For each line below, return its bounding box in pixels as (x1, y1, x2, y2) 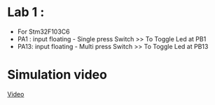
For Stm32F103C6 (17, 27, 70, 36)
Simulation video (7, 67, 107, 83)
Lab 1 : (7, 4, 45, 20)
